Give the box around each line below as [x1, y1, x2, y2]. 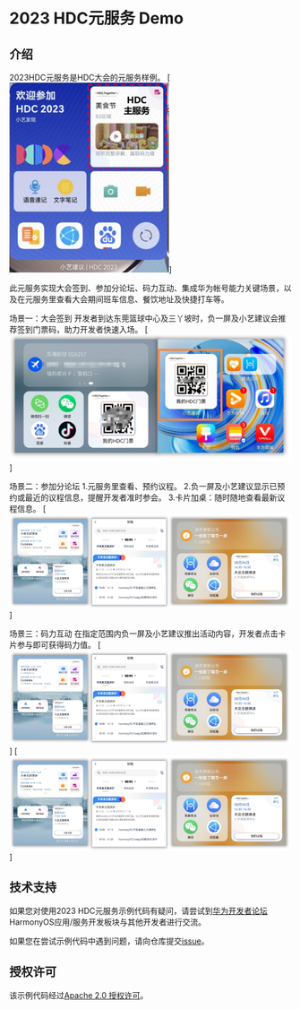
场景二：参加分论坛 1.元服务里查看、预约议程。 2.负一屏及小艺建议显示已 [9, 480, 278, 491]
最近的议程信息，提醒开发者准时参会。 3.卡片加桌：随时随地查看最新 [24, 492, 278, 503]
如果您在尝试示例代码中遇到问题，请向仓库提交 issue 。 [9, 936, 210, 946]
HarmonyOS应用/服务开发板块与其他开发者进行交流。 [9, 916, 207, 927]
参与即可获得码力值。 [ [16, 639, 101, 650]
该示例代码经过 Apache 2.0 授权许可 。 [9, 989, 149, 1000]
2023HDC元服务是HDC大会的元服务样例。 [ [9, 73, 171, 82]
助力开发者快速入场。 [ [64, 324, 149, 334]
